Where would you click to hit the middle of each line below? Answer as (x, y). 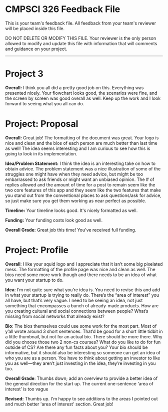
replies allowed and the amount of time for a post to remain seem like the (80, 184)
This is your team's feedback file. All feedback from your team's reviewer (81, 23)
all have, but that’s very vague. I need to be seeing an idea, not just (74, 300)
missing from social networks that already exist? (55, 316)
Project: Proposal (42, 124)
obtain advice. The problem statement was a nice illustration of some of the (83, 168)
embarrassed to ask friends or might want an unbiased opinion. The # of (80, 179)
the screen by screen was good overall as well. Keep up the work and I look (83, 98)
